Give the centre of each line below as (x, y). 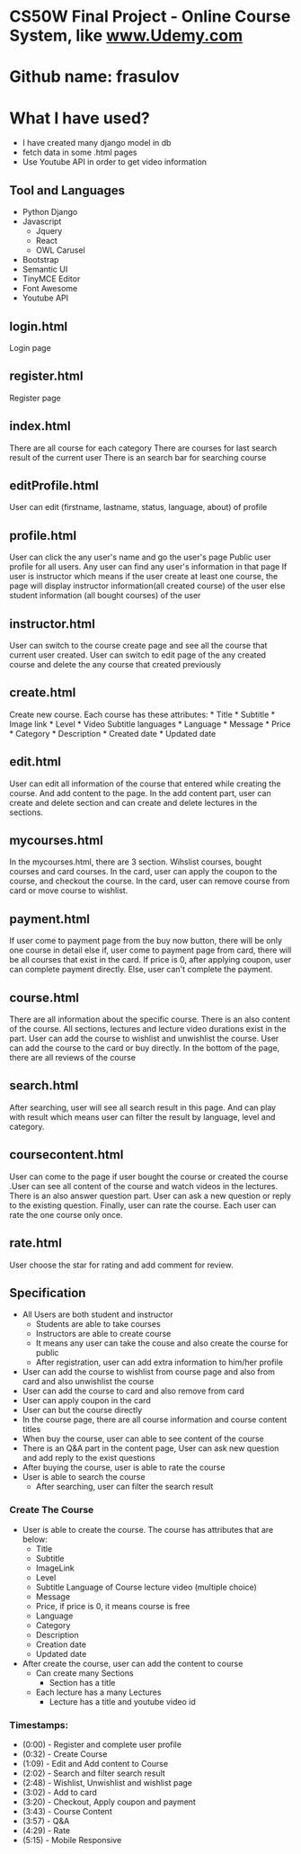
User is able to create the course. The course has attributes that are (148, 1529)
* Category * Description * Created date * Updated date (113, 733)
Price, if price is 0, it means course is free (113, 1606)
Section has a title (82, 1682)
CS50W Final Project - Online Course (150, 17)
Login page (30, 347)
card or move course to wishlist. (69, 891)
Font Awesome (50, 289)
